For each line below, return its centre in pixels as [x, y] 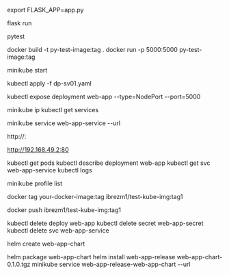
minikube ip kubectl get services [53, 110]
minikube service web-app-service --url [64, 123]
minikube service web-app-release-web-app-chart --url [111, 264]
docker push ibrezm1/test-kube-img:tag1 [64, 210]
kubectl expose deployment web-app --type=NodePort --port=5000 [104, 96]
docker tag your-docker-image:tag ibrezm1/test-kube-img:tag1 [95, 197]
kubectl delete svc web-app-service [58, 231]
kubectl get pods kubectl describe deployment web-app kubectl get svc [109, 163]
